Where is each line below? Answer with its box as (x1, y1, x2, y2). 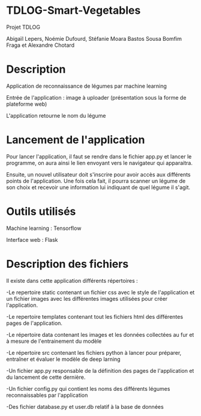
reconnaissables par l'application (6, 391, 88, 399)
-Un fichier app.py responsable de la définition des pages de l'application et (6, 367, 194, 374)
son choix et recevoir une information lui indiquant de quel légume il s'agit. (6, 184, 191, 191)
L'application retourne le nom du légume (6, 112, 106, 119)
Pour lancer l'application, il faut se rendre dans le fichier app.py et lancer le (6, 152, 192, 160)
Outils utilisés (6, 205, 76, 218)
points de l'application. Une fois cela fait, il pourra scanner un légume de (6, 177, 186, 184)
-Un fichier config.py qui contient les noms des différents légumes (6, 385, 170, 392)
